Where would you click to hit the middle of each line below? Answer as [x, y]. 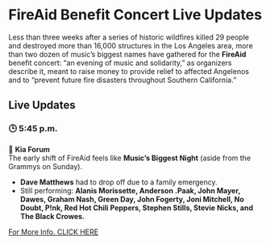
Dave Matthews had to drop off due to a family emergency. [118, 182]
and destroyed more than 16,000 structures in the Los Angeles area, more [131, 45]
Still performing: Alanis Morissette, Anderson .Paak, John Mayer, [130, 190]
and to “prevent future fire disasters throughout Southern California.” [123, 80]
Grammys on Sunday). [46, 166]
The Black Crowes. [52, 216]
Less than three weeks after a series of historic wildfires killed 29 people [129, 37]
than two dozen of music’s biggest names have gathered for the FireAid [127, 54]
